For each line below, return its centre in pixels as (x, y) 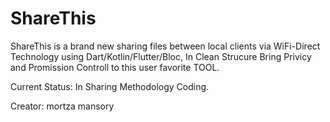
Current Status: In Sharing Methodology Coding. (110, 86)
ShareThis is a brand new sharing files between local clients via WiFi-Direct (165, 46)
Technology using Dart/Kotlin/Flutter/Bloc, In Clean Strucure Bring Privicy (161, 56)
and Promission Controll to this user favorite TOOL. (115, 67)
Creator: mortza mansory (62, 106)
